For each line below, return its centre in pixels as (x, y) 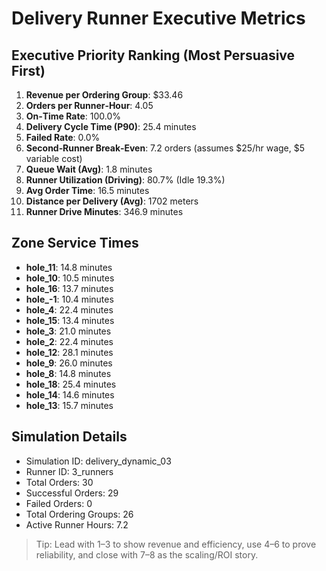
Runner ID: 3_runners (69, 471)
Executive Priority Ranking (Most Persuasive (153, 55)
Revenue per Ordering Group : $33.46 (104, 95)
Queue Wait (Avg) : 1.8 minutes (89, 169)
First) (28, 70)
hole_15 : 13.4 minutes (70, 320)
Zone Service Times (75, 243)
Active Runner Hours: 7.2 (77, 524)
